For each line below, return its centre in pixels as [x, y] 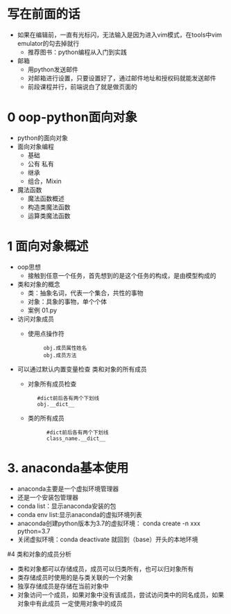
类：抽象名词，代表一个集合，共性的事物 [85, 292]
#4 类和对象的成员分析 [39, 554]
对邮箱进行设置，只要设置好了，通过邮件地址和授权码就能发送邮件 [122, 78]
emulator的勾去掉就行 [48, 43]
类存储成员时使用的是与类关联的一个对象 [75, 577]
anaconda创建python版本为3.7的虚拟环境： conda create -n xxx [109, 523]
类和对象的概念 [38, 284]
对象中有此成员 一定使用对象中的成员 [70, 603]
